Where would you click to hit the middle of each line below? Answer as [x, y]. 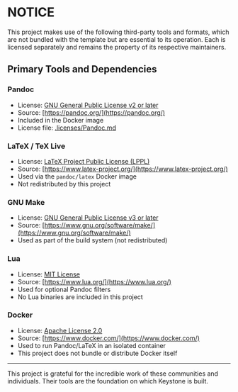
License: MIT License [49, 274]
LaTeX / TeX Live [36, 146]
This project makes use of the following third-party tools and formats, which [118, 32]
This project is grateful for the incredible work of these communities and [113, 374]
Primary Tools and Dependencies [82, 69]
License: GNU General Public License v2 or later [88, 105]
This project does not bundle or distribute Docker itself [97, 353]
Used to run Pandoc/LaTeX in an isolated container [92, 345]
